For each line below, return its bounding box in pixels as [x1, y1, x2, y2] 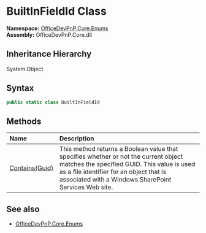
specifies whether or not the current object [59, 152, 183, 161]
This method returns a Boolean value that [59, 145, 178, 153]
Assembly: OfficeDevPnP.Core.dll [6, 31, 93, 38]
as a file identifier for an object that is [59, 167, 167, 176]
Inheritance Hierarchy [6, 49, 92, 59]
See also [6, 204, 40, 214]
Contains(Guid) [9, 164, 54, 172]
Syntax [6, 83, 34, 93]
